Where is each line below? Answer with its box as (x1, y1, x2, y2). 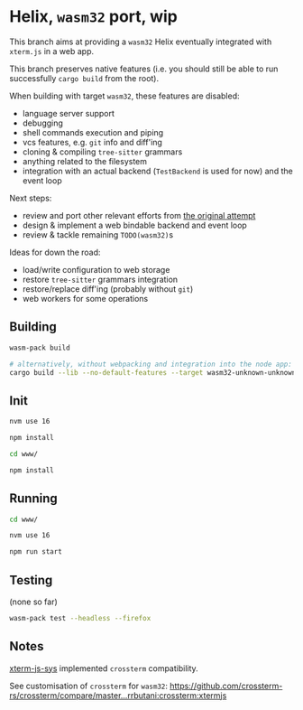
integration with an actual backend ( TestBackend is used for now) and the (22, 165, 293, 176)
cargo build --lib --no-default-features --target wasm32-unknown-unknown (9, 368, 297, 377)
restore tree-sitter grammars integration (22, 274, 179, 285)
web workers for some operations (22, 293, 149, 304)
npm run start (9, 547, 63, 556)
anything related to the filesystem (22, 155, 147, 166)
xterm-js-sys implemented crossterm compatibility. (9, 662, 198, 674)
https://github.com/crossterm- (170, 680, 283, 691)
